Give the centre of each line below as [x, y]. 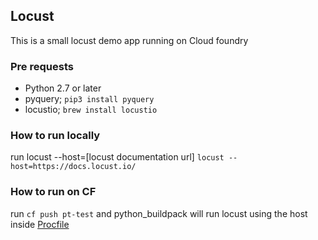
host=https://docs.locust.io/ [73, 167]
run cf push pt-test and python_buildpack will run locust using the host [159, 213]
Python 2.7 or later [63, 88]
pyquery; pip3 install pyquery [89, 99]
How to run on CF [53, 192]
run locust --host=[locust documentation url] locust [117, 157]
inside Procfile [40, 224]
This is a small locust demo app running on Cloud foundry [129, 40]
